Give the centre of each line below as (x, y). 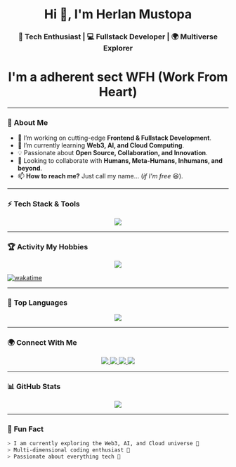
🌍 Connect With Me (42, 343)
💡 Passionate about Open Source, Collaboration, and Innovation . (112, 153)
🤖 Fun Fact (26, 429)
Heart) (118, 92)
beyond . (30, 169)
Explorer (118, 48)
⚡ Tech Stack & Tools (44, 204)
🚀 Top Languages (38, 303)
